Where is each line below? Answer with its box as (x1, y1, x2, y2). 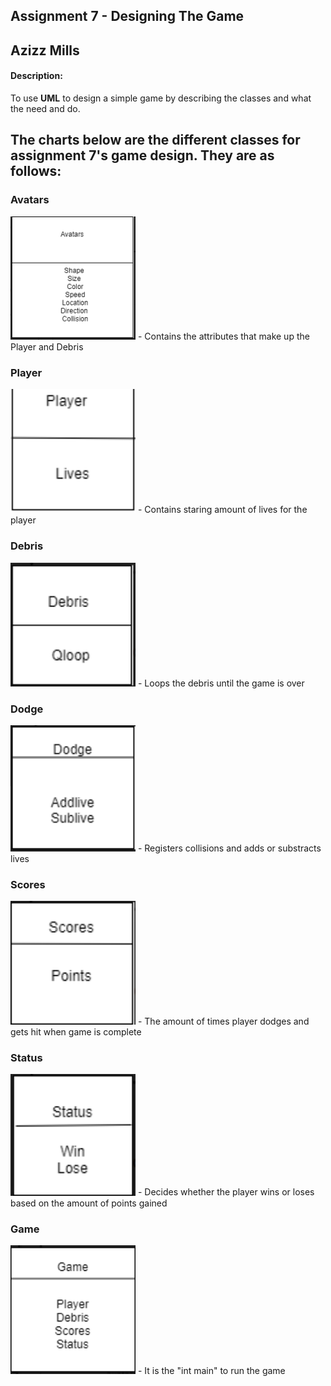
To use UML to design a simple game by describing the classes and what (10, 92, 312, 104)
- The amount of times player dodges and (137, 1015, 310, 1028)
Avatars (10, 193, 50, 207)
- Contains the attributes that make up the (137, 330, 310, 342)
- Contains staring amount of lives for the (137, 504, 308, 516)
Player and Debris (10, 340, 84, 353)
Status (10, 1050, 43, 1064)
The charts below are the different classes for (10, 132, 301, 149)
